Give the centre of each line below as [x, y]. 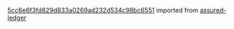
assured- [213, 10]
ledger [17, 18]
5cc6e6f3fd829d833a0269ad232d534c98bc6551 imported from [103, 10]
